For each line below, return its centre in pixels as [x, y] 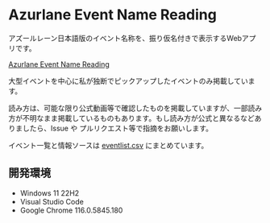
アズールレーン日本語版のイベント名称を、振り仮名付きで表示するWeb [125, 38]
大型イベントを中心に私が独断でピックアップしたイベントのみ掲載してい [128, 81]
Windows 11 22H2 [50, 193]
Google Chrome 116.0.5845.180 [71, 210]
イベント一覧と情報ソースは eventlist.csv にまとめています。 [108, 145]
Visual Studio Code [52, 201]
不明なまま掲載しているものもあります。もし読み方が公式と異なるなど [139, 118]
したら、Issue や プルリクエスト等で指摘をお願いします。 [118, 128]
